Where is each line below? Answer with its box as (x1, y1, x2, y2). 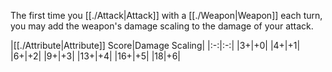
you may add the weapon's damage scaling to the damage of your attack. (10, 20, 314, 32)
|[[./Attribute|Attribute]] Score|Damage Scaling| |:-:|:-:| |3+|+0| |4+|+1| (10, 40, 301, 51)
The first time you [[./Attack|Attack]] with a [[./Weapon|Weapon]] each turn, (10, 10, 323, 21)
